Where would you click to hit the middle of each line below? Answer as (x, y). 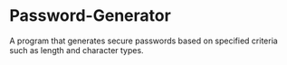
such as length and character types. (77, 50)
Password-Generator (91, 16)
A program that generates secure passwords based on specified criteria (143, 41)
